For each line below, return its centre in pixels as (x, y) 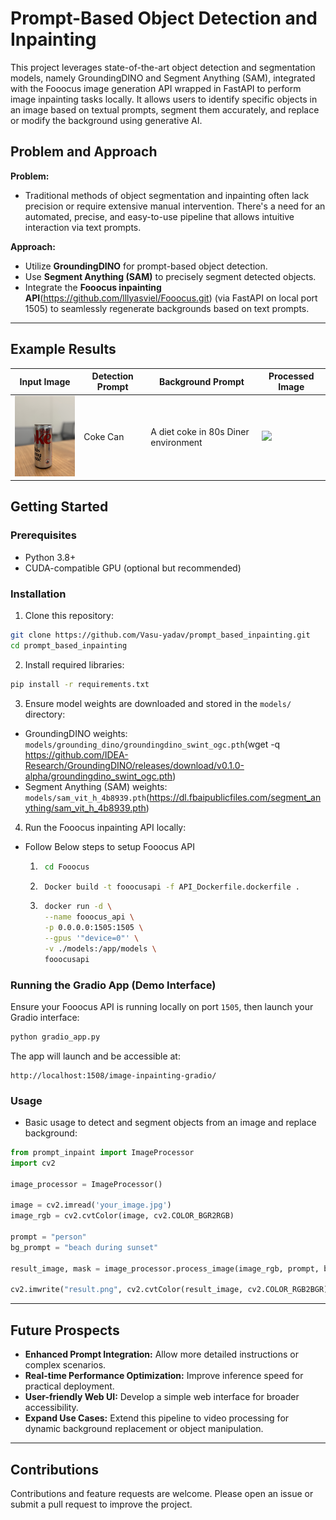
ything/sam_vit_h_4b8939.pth (85, 808)
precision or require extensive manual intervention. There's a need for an (175, 206)
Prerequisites (43, 535)
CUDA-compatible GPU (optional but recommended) (133, 568)
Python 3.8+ (50, 557)
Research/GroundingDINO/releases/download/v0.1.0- (134, 765)
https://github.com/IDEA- (76, 754)
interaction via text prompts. (83, 227)
